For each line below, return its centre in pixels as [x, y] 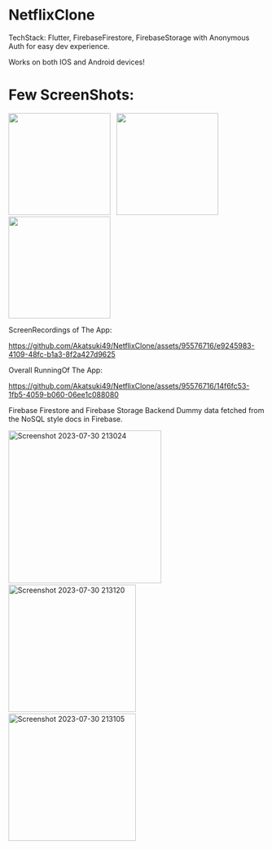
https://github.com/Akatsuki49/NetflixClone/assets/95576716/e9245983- [132, 345]
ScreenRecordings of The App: [60, 330]
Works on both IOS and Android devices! [77, 62]
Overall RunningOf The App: [56, 370]
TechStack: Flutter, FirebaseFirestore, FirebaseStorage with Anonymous [129, 37]
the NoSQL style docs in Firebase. [66, 419]
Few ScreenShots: [71, 95]
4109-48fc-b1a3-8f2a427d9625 [62, 354]
